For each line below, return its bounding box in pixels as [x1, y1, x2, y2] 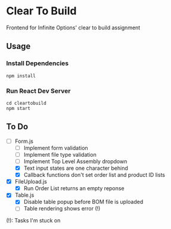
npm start [6, 105, 31, 111]
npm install [6, 73, 36, 79]
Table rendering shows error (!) [23, 205, 101, 212]
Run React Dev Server [6, 87, 71, 95]
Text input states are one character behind [23, 164, 128, 172]
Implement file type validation [23, 151, 97, 158]
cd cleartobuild [6, 100, 46, 106]
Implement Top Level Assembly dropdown [23, 157, 128, 165]
